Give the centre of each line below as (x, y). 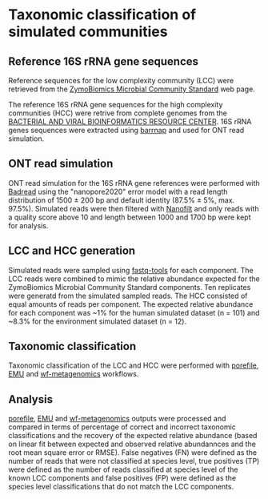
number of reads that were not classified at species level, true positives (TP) (134, 461)
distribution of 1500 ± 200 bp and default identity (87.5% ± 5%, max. (122, 200)
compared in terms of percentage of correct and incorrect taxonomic (122, 427)
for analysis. (28, 225)
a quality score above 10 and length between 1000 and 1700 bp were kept (130, 217)
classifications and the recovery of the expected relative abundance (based (133, 436)
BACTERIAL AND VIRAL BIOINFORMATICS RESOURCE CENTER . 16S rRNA (130, 121)
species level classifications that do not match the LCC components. (121, 487)
